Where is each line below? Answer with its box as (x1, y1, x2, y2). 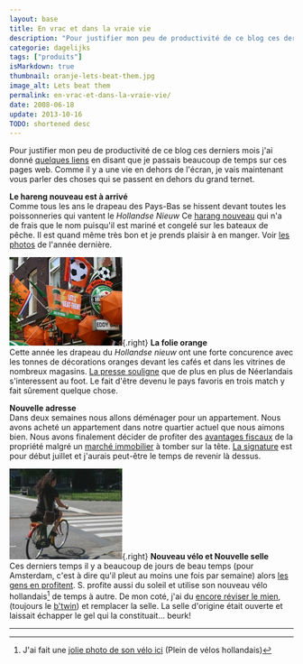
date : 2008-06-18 (9, 100, 75, 109)
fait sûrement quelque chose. (9, 385, 119, 396)
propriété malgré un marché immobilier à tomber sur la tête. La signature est (9, 441, 293, 452)
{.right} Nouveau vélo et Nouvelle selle (122, 551, 269, 562)
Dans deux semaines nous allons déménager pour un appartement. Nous (9, 412, 281, 423)
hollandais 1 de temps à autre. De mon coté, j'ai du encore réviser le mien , (9, 589, 281, 602)
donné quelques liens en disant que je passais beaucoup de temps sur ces (9, 154, 287, 166)
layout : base (9, 14, 59, 23)
